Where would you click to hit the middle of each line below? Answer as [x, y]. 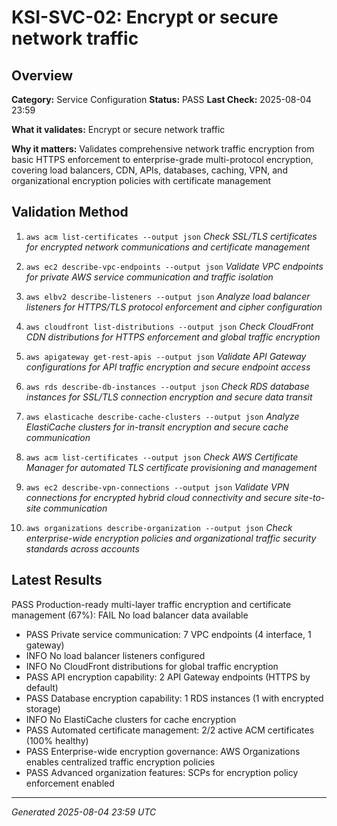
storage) [43, 708]
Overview [42, 75]
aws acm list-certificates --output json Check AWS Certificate [162, 457]
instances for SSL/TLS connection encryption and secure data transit [169, 397]
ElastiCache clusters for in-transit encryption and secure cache [157, 427]
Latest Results [57, 580]
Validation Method [70, 212]
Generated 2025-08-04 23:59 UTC [84, 812]
